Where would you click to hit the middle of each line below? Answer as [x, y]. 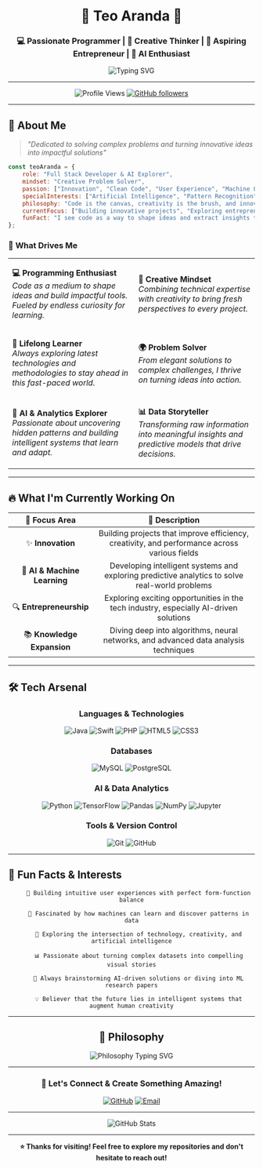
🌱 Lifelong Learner [47, 344]
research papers [131, 985]
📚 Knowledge [50, 634]
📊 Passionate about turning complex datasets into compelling [139, 956]
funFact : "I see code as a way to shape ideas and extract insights [136, 218]
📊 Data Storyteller [173, 412]
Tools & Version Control [131, 825]
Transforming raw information [193, 424]
